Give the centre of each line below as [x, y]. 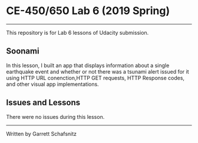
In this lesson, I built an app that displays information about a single [88, 65]
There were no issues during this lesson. [55, 117]
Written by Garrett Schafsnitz [42, 134]
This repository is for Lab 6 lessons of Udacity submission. [77, 32]
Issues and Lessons [43, 103]
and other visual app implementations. [52, 84]
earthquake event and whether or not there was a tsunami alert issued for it [98, 71]
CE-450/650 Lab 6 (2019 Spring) [88, 11]
